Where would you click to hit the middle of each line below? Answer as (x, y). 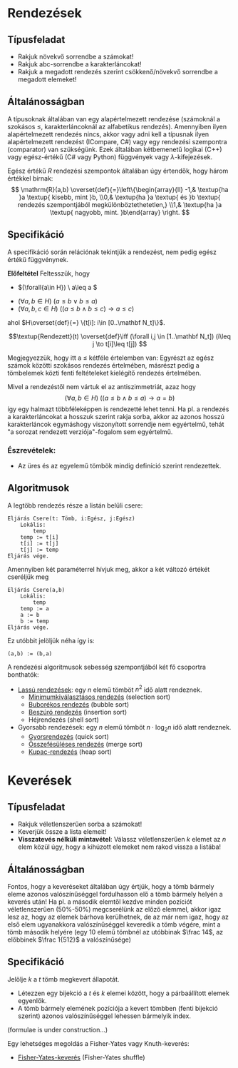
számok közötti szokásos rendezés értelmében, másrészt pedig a (103, 365)
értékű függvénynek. (38, 259)
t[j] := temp (40, 550)
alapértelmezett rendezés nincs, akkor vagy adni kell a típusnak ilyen (108, 134)
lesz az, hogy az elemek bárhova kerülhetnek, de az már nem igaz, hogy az (118, 917)
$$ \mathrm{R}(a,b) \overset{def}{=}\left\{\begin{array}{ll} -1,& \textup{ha (120, 189)
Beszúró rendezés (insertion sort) (78, 712)
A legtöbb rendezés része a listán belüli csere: (75, 505)
